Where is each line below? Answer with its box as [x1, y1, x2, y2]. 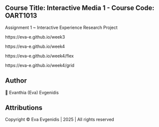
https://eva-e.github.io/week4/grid [5, 62, 75, 68]
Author [5, 77, 27, 85]
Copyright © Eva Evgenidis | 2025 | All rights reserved [5, 117, 115, 123]
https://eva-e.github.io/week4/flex [5, 53, 74, 59]
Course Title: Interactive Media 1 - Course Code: [5, 4, 155, 12]
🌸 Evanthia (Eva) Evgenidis [5, 89, 59, 95]
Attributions [5, 104, 43, 112]
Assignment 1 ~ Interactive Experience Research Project [5, 24, 118, 30]
